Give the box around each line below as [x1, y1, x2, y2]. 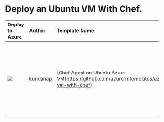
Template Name [57, 27, 94, 34]
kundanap [29, 75, 52, 82]
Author [29, 27, 46, 34]
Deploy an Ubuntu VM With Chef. [5, 3, 143, 15]
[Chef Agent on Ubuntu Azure [57, 69, 125, 76]
